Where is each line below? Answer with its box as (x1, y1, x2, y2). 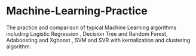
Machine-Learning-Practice (6, 4, 148, 18)
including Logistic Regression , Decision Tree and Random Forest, (6, 30, 168, 37)
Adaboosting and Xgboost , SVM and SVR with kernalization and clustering (6, 36, 191, 43)
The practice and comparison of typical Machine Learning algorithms (6, 24, 177, 31)
